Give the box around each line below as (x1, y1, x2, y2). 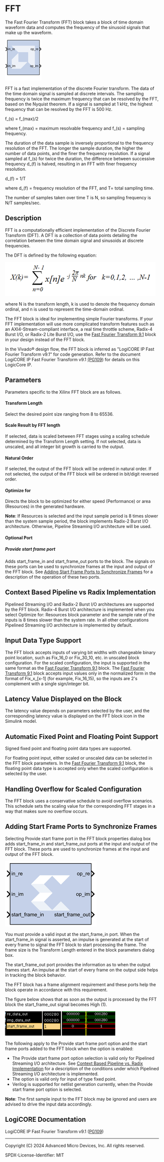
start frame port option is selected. (12, 1086, 82, 1092)
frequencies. (5, 242, 31, 248)
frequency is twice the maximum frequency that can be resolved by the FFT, (5, 96, 159, 102)
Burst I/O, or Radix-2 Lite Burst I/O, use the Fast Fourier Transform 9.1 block (5, 331, 156, 337)
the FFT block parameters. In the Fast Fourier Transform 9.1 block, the (5, 760, 145, 766)
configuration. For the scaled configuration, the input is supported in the (5, 660, 150, 665)
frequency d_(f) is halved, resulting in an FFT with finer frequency (5, 160, 137, 167)
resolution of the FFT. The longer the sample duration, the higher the (5, 145, 143, 151)
